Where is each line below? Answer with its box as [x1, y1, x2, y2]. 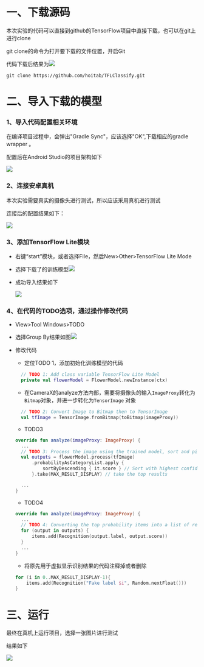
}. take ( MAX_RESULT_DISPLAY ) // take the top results [31, 471, 168, 478]
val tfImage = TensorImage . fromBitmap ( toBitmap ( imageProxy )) [21, 414, 179, 420]
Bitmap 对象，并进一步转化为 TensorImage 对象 [24, 397, 137, 404]
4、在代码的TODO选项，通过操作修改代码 [6, 306, 129, 315]
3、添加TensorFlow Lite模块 [6, 238, 90, 246]
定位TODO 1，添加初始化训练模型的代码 [24, 359, 123, 367]
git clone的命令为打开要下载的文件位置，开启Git [6, 47, 126, 55]
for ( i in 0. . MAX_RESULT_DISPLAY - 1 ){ [15, 574, 111, 581]
